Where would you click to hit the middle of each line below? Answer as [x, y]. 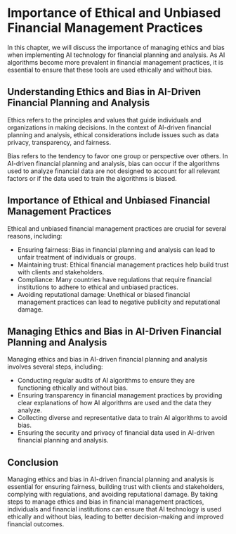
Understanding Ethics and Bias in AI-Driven [104, 92]
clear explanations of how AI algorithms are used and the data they [114, 403]
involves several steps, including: [55, 367]
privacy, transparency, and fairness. [59, 142]
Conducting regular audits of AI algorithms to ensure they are [106, 381]
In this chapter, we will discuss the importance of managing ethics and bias [116, 47]
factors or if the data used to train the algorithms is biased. [92, 178]
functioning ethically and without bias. [73, 388]
